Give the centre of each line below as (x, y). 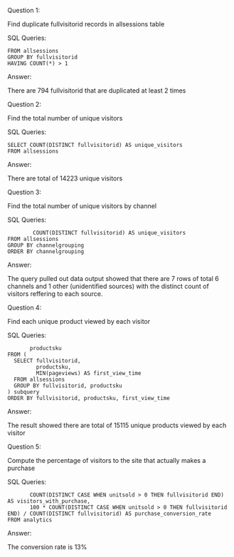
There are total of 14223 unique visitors (65, 178)
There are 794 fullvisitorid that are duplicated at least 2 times (97, 91)
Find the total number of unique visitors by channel (82, 206)
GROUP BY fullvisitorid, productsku (68, 386)
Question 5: (24, 446)
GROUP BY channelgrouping (46, 245)
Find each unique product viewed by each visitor (79, 321)
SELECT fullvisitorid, (47, 361)
